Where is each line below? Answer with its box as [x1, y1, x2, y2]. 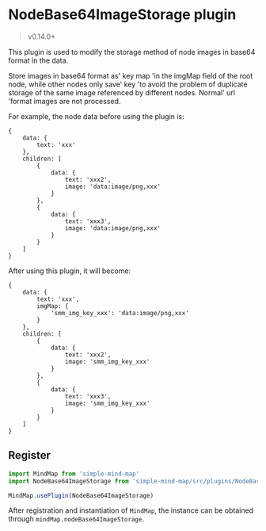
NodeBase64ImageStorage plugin [8, 6, 237, 24]
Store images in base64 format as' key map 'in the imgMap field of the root [8, 71, 253, 80]
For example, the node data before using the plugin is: [8, 111, 184, 121]
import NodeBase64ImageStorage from [8, 477, 129, 485]
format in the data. [8, 56, 69, 65]
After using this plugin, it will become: [8, 266, 131, 275]
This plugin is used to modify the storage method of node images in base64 [8, 47, 256, 56]
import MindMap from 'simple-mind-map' [8, 470, 140, 478]
